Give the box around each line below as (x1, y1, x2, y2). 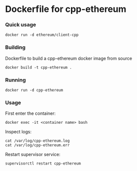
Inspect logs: (5, 129, 32, 135)
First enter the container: (5, 110, 56, 116)
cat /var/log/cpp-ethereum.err (5, 143, 70, 148)
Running (5, 76, 26, 83)
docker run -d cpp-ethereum (5, 88, 64, 93)
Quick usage (5, 21, 36, 28)
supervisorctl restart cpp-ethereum (5, 161, 81, 166)
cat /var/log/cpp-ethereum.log (5, 138, 70, 144)
